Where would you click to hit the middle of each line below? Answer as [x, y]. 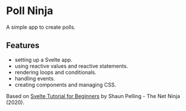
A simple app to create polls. [41, 27]
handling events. [35, 78]
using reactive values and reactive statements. [71, 66]
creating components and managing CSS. [65, 85]
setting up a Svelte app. [43, 59]
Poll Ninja [30, 11]
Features [23, 46]
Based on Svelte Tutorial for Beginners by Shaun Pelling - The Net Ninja [93, 96]
